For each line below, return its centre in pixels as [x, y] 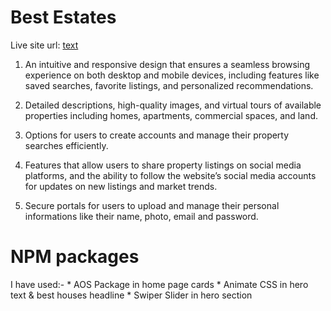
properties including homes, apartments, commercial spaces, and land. [171, 115]
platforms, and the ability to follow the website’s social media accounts [170, 175]
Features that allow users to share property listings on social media [163, 165]
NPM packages [75, 257]
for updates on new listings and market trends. [121, 186]
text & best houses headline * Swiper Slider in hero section [131, 295]
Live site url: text [44, 45]
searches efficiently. [66, 145]
